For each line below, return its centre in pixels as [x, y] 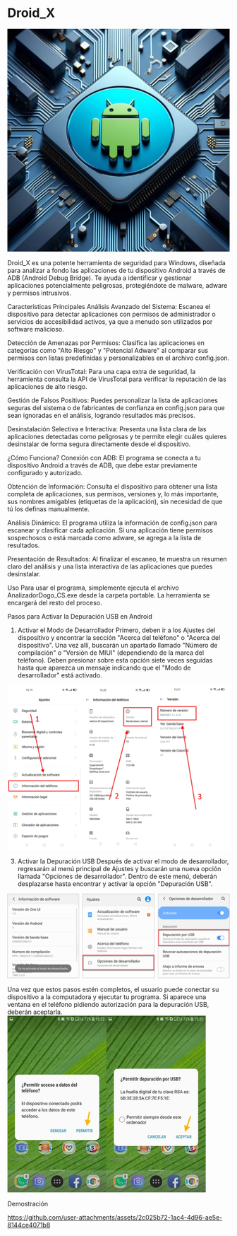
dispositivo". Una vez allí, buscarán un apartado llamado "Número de [117, 645]
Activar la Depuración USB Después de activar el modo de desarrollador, [123, 861]
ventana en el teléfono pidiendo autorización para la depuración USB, [108, 1004]
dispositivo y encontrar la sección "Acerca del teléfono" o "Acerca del [119, 637]
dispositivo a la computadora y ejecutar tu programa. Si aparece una [107, 997]
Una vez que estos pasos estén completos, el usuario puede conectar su [113, 989]
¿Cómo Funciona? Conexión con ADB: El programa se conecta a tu [104, 457]
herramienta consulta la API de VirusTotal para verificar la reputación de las [117, 379]
